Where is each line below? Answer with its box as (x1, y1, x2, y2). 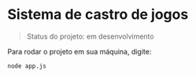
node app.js (7, 61, 46, 70)
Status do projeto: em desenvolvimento (26, 32, 154, 41)
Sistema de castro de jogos (7, 6, 189, 24)
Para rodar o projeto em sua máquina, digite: (7, 46, 152, 56)
